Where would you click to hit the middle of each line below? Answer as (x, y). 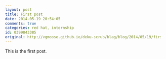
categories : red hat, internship (40, 28)
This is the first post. (26, 51)
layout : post (19, 10)
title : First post (24, 14)
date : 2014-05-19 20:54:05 (33, 19)
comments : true (21, 23)
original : (15, 37)
